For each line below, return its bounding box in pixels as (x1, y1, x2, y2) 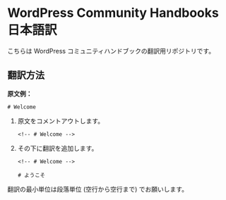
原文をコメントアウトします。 (17, 116, 105, 125)
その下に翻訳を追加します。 (17, 144, 98, 152)
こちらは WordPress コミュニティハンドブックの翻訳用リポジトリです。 (7, 46, 215, 55)
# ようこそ (17, 171, 46, 179)
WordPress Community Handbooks (7, 5, 219, 21)
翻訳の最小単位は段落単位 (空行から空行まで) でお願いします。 (7, 185, 189, 193)
